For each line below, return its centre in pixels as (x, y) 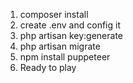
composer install (54, 14)
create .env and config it (70, 25)
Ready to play (48, 67)
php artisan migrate (60, 46)
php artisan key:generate (71, 35)
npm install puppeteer (65, 57)
